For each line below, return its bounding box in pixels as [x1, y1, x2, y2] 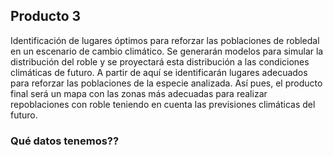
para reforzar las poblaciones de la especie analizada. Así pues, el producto [10, 77, 323, 89]
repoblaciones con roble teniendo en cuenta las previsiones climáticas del [10, 98, 316, 110]
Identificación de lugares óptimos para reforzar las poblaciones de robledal [10, 34, 320, 46]
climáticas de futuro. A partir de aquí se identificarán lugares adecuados [10, 66, 308, 78]
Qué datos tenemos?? [10, 134, 120, 148]
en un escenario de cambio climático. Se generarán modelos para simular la [10, 45, 324, 57]
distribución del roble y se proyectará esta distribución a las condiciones [10, 55, 310, 68]
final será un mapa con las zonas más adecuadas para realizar [10, 87, 268, 99]
